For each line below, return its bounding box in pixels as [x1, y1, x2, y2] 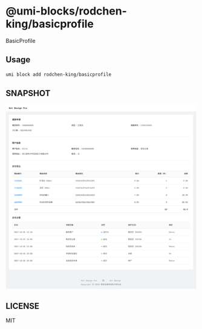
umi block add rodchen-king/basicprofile [5, 71, 112, 77]
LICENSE [5, 301, 40, 311]
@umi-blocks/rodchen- [5, 4, 128, 18]
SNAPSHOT [5, 88, 51, 99]
